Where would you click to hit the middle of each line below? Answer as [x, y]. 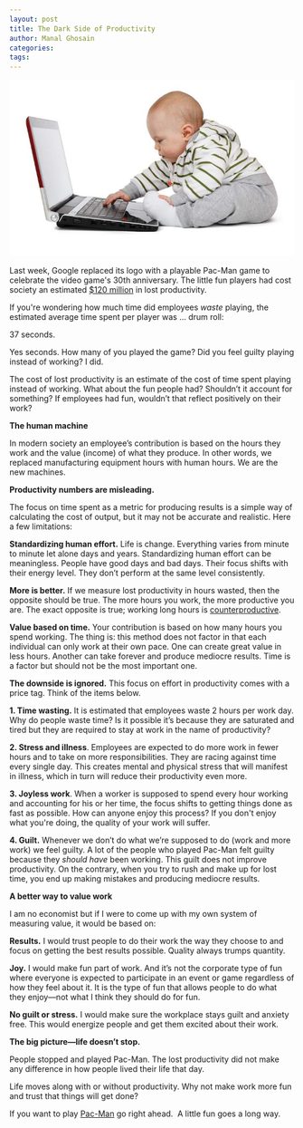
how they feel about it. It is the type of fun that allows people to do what [143, 987]
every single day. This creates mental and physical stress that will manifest [148, 766]
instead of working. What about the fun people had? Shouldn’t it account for [151, 389]
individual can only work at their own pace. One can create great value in [146, 646]
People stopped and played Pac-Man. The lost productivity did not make [145, 1059]
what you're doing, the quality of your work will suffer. [110, 822]
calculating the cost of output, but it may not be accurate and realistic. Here [150, 516]
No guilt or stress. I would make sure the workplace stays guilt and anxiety [149, 1014]
